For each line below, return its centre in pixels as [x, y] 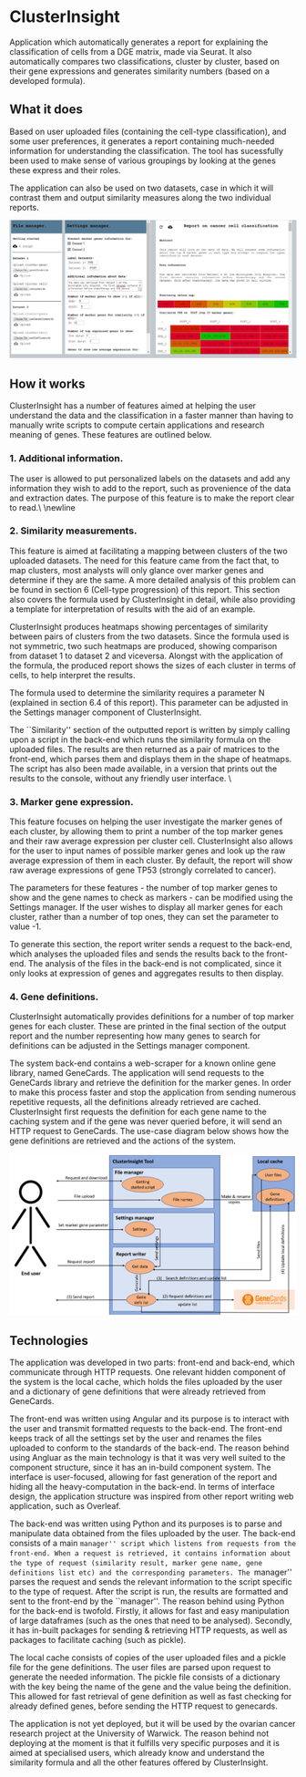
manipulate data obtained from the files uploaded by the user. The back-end [153, 1533]
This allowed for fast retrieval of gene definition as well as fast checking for [151, 1696]
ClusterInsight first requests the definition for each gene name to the [138, 1112]
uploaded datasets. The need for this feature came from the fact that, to [144, 560]
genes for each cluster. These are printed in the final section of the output [148, 1027]
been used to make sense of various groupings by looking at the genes [143, 160]
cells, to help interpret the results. [72, 675]
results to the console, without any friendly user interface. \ [121, 778]
